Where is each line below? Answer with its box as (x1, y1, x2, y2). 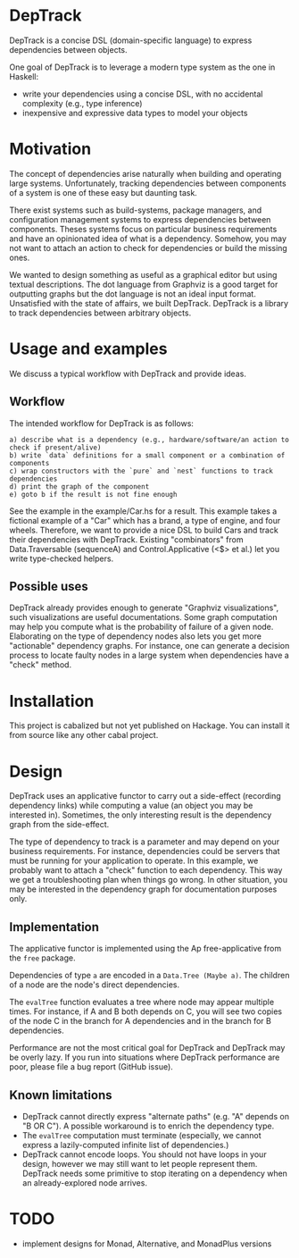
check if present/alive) (9, 443, 102, 452)
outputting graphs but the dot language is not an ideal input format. (9, 288, 256, 299)
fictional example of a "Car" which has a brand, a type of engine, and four (9, 515, 281, 525)
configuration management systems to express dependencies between (9, 214, 271, 224)
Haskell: (9, 71, 39, 81)
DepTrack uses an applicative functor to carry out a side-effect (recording (9, 791, 281, 801)
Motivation (9, 139, 92, 159)
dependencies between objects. (9, 44, 128, 55)
